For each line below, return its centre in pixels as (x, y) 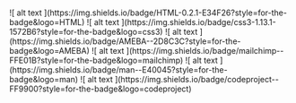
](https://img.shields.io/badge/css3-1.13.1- (198, 21)
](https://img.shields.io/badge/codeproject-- (197, 79)
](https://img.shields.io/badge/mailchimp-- (205, 50)
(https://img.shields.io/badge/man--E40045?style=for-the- (118, 69)
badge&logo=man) (44, 79)
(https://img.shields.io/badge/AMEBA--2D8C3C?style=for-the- (125, 41)
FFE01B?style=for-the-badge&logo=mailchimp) (96, 60)
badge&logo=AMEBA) (49, 50)
